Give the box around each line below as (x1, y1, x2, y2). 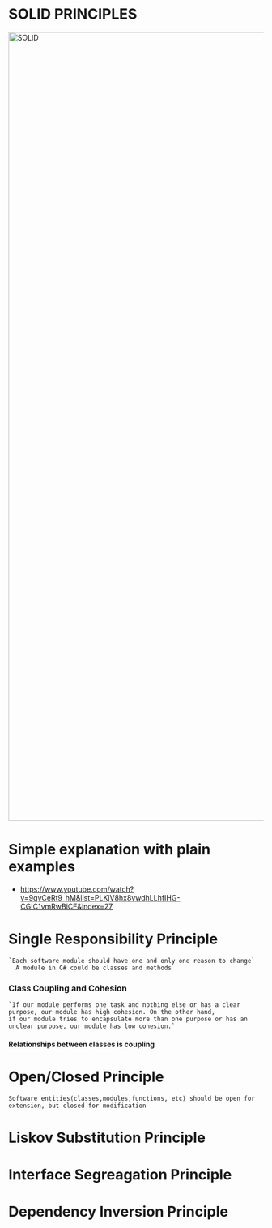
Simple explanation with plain (8, 841, 210, 859)
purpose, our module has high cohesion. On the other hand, (8, 1008, 216, 1016)
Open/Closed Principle (8, 1068, 164, 1086)
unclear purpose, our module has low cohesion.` (8, 1022, 176, 1030)
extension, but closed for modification (8, 1102, 147, 1110)
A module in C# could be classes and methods (15, 964, 172, 972)
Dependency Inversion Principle (8, 1203, 229, 1221)
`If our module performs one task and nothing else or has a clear (8, 1001, 241, 1009)
